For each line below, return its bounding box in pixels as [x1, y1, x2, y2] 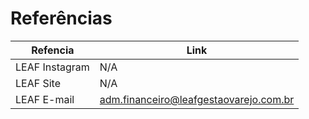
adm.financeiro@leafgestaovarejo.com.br [99, 92, 295, 106]
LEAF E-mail [15, 92, 75, 106]
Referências [10, 7, 113, 30]
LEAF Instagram [15, 60, 90, 74]
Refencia [31, 43, 75, 57]
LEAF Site [15, 76, 61, 90]
